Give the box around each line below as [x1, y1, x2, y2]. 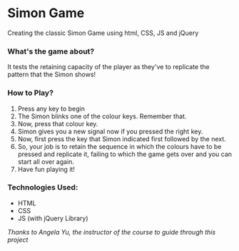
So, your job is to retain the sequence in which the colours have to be [17, 142, 222, 150]
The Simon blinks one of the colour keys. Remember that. [17, 112, 187, 121]
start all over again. [17, 157, 75, 165]
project [7, 235, 29, 244]
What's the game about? [7, 46, 95, 56]
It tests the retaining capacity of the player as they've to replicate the [7, 63, 210, 71]
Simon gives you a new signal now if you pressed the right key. [17, 127, 203, 135]
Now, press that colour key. [17, 119, 98, 128]
